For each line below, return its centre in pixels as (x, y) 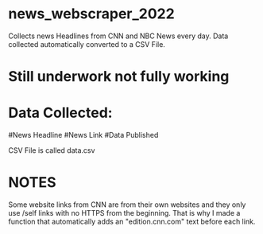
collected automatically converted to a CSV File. (87, 44)
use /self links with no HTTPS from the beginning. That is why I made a (124, 213)
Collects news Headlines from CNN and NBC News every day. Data (118, 36)
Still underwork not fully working (119, 77)
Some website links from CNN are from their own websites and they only (127, 205)
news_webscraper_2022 (91, 14)
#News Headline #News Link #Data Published (83, 135)
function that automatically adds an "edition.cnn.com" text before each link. (132, 221)
